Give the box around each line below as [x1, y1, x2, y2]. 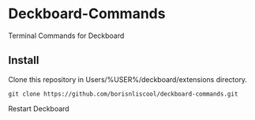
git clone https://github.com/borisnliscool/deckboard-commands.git [8, 90, 238, 98]
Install [8, 54, 39, 67]
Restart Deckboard [8, 103, 69, 113]
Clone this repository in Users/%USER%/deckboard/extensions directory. [8, 74, 247, 84]
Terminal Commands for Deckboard [8, 31, 125, 40]
